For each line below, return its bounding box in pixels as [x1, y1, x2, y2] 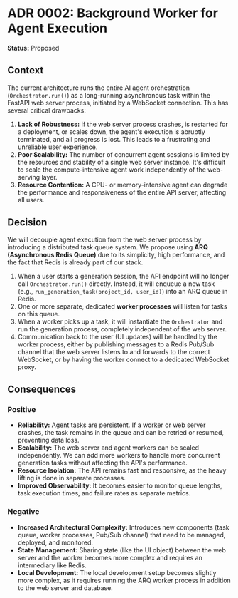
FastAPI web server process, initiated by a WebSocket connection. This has [7, 98, 229, 107]
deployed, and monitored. [17, 538, 94, 547]
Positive [7, 404, 36, 414]
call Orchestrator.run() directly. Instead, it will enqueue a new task [17, 279, 215, 288]
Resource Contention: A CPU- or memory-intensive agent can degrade [17, 180, 228, 189]
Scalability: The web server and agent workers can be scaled [17, 443, 200, 452]
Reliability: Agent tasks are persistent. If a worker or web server [17, 421, 206, 429]
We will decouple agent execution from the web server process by [7, 235, 202, 244]
